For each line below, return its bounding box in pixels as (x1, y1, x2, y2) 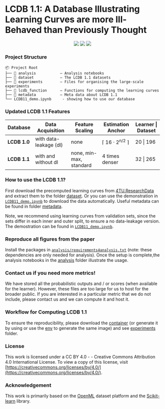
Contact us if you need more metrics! (5, 270, 96, 277)
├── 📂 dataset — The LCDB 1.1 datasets (5, 75, 111, 80)
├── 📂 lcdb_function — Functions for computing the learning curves (5, 88, 160, 93)
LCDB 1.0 (7, 138, 30, 145)
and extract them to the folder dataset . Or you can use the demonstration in (5, 193, 158, 199)
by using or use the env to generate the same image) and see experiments (5, 325, 156, 331)
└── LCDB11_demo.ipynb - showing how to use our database (5, 97, 135, 102)
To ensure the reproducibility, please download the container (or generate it (5, 320, 158, 326)
